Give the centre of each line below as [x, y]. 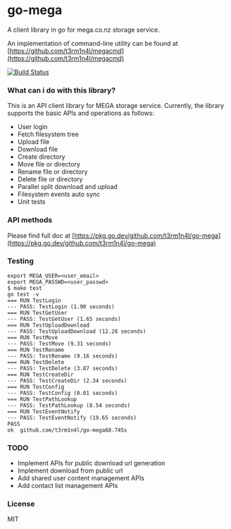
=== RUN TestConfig [36, 387]
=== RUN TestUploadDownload [49, 325]
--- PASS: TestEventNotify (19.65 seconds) [72, 418]
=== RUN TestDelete [36, 362]
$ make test [25, 288]
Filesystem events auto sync [59, 194]
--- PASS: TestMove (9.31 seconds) [60, 343]
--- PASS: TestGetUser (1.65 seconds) [64, 319]
